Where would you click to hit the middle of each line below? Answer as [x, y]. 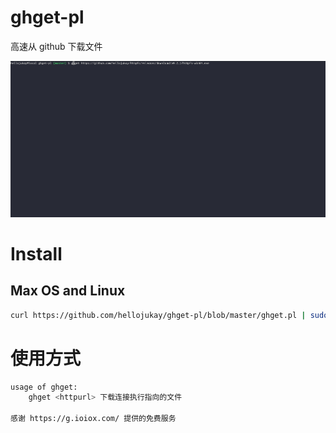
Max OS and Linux [68, 291]
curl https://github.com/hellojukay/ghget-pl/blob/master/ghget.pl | [158, 315]
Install [36, 253]
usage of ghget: [44, 387]
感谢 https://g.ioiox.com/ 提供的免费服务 [93, 419]
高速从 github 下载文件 [56, 46]
